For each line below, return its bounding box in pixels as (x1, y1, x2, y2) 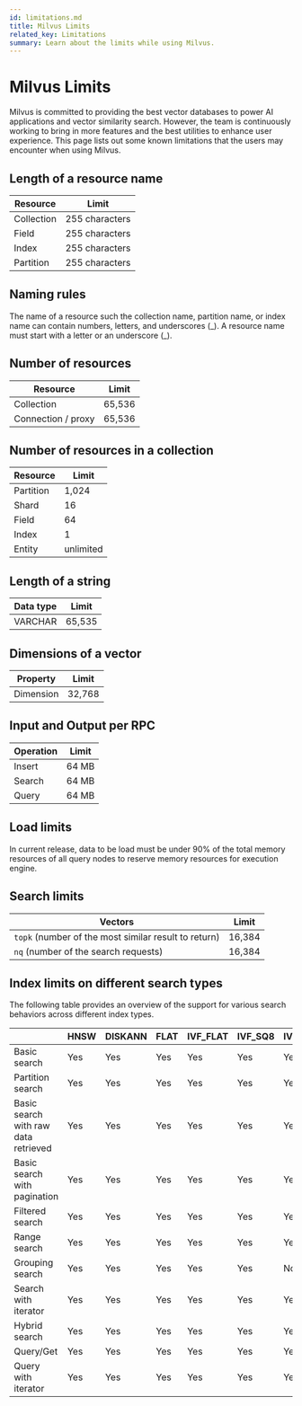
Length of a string (9, 573, 111, 588)
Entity (13, 543, 39, 555)
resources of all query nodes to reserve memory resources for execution (9, 853, 279, 863)
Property (16, 673, 57, 685)
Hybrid (13, 1320, 43, 1332)
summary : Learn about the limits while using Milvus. (9, 38, 216, 48)
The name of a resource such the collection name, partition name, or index (9, 311, 286, 322)
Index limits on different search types (9, 976, 223, 991)
